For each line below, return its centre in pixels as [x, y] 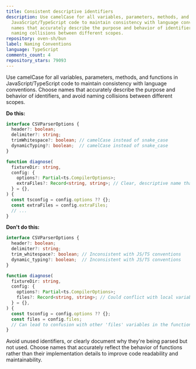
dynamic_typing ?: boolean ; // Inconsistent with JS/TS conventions [96, 260]
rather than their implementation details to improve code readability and [92, 354]
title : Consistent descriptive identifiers [60, 11]
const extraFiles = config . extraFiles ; [60, 205]
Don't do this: [23, 227]
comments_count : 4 [28, 55]
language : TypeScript [32, 50]
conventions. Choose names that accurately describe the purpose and [91, 89]
